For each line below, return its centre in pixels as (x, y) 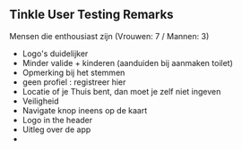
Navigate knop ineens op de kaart (85, 110)
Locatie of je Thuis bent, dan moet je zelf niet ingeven (121, 91)
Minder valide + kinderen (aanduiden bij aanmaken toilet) (127, 62)
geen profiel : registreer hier (74, 82)
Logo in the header (57, 120)
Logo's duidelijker (55, 54)
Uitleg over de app (56, 129)
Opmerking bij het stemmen (73, 72)
